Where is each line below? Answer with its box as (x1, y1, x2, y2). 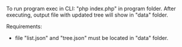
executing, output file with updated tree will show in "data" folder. (6, 11, 168, 18)
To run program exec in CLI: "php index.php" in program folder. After (6, 5, 176, 12)
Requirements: (6, 23, 42, 30)
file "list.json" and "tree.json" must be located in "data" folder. (14, 35, 169, 41)
